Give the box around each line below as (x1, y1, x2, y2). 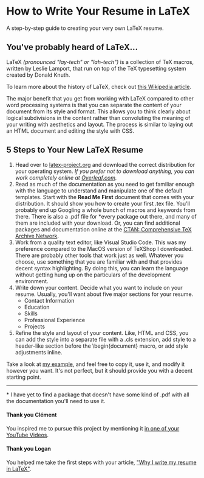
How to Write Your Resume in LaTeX (6, 4, 190, 18)
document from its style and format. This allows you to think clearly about (6, 108, 191, 115)
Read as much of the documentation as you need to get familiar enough (15, 180, 195, 188)
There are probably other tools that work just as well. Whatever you (15, 251, 184, 259)
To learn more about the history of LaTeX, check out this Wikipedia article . (6, 83, 192, 90)
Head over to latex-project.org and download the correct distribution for (15, 161, 195, 168)
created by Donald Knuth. (6, 71, 70, 79)
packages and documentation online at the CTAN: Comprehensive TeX (15, 225, 192, 233)
